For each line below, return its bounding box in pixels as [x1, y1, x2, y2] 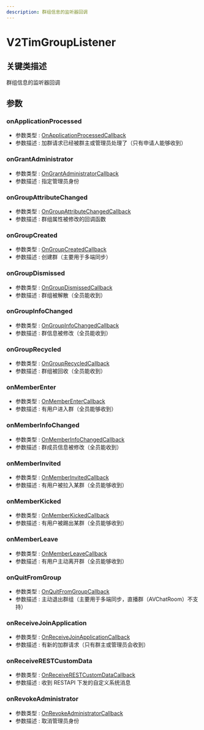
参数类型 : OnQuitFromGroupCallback [15, 587, 110, 595]
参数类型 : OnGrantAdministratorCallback [15, 170, 119, 177]
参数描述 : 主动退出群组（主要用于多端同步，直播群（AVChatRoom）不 [15, 595, 193, 603]
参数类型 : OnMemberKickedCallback [15, 512, 110, 519]
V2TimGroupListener [6, 35, 116, 49]
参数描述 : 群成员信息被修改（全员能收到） [15, 443, 123, 451]
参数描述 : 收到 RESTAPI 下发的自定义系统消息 [15, 679, 131, 687]
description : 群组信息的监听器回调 [6, 9, 88, 15]
